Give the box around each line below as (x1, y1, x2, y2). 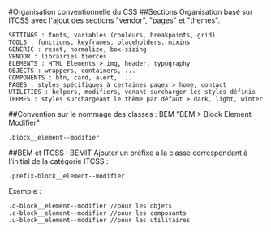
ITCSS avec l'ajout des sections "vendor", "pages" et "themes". (8, 15, 221, 25)
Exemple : (8, 187, 42, 195)
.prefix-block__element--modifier (8, 172, 126, 180)
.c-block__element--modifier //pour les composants (8, 209, 187, 217)
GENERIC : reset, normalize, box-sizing (8, 45, 148, 54)
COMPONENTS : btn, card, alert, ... (8, 74, 132, 82)
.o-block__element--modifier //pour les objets (8, 202, 173, 210)
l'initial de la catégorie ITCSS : (8, 157, 109, 165)
